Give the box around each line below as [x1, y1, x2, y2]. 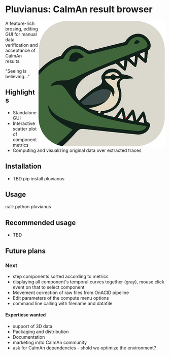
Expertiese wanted [5, 312, 46, 318]
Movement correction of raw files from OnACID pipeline [12, 289, 129, 296]
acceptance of [5, 47, 36, 53]
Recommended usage [5, 218, 76, 227]
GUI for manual [5, 31, 37, 37]
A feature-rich [5, 20, 35, 26]
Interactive [12, 120, 36, 126]
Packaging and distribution [12, 329, 69, 335]
